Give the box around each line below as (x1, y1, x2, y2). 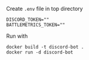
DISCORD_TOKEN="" (6, 17, 50, 23)
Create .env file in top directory (6, 5, 83, 12)
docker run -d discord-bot (6, 49, 73, 55)
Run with (6, 32, 28, 40)
